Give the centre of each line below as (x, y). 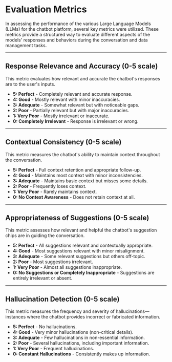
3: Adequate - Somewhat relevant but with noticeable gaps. (76, 105)
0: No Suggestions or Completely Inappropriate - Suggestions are (83, 273)
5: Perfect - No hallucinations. (45, 327)
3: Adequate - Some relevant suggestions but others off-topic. (79, 257)
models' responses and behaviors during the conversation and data (77, 40)
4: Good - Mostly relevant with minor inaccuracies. (66, 99)
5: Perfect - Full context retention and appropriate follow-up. (77, 169)
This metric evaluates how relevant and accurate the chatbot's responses (83, 78)
